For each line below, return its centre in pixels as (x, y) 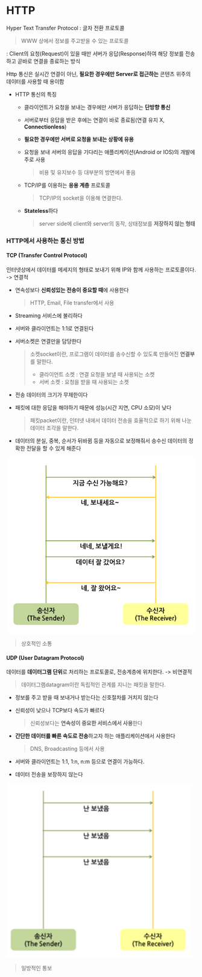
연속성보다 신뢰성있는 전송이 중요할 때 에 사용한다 (72, 290)
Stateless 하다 (41, 210)
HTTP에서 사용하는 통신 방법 (45, 241)
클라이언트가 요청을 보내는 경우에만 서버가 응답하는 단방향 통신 (97, 107)
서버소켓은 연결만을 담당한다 (48, 341)
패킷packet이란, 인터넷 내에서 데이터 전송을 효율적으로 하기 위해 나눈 (111, 420)
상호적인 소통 (36, 643)
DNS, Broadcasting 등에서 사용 (67, 749)
